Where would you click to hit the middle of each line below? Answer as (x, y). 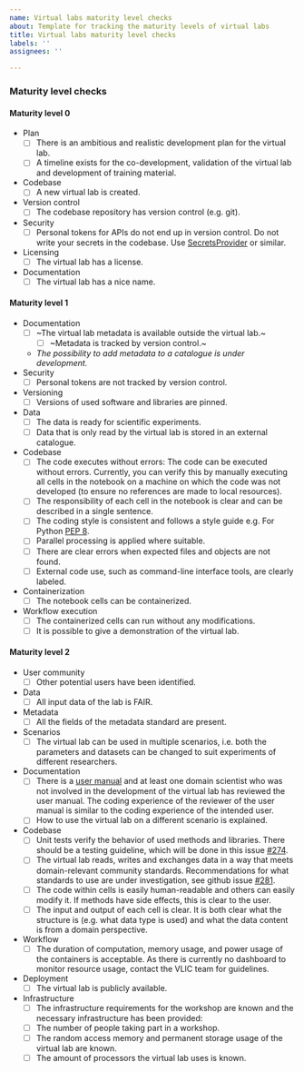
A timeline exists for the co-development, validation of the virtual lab (164, 163)
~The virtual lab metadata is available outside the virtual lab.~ (151, 333)
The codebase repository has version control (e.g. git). (138, 212)
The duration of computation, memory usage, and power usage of (160, 948)
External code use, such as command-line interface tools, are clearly (165, 571)
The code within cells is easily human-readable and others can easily (165, 889)
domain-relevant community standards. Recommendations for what (162, 870)
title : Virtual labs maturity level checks (93, 35)
